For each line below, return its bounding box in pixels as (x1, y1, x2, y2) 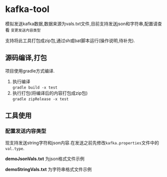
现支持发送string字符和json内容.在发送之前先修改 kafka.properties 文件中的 (5, 140, 159, 146)
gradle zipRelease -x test (12, 96, 69, 101)
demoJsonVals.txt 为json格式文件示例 (5, 156, 85, 162)
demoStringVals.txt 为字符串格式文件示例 (5, 166, 92, 172)
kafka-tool (5, 3, 50, 15)
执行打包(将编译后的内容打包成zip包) (12, 90, 88, 96)
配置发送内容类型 (5, 127, 46, 134)
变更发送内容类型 (10, 27, 41, 33)
